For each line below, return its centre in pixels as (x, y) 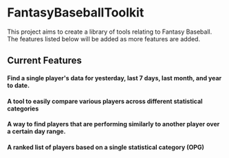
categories (23, 109)
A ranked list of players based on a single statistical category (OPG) (106, 147)
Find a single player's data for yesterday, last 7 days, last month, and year (115, 78)
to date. (18, 85)
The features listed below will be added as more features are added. (104, 38)
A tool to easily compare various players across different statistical (105, 101)
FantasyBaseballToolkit (76, 13)
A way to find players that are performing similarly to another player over (113, 124)
